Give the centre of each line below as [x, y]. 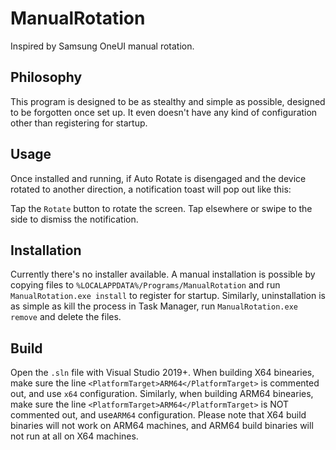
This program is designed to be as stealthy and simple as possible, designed [168, 101]
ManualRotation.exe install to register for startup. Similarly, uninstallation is [168, 296]
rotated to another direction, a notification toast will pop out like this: [151, 189]
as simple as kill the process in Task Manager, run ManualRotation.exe [154, 306]
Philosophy [46, 77]
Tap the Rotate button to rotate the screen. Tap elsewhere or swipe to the [161, 208]
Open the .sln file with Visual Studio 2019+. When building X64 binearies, [162, 373]
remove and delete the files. [66, 317]
